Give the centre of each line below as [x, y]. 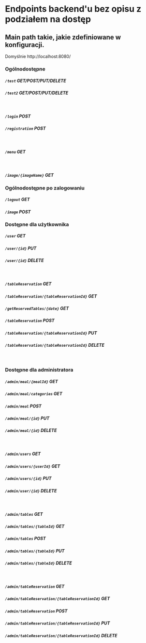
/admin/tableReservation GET [35, 586]
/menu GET [15, 152]
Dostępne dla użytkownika [37, 224]
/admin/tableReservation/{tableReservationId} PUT [58, 623]
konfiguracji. [25, 45]
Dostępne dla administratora [39, 370]
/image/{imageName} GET [29, 175]
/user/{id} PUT [21, 248]
